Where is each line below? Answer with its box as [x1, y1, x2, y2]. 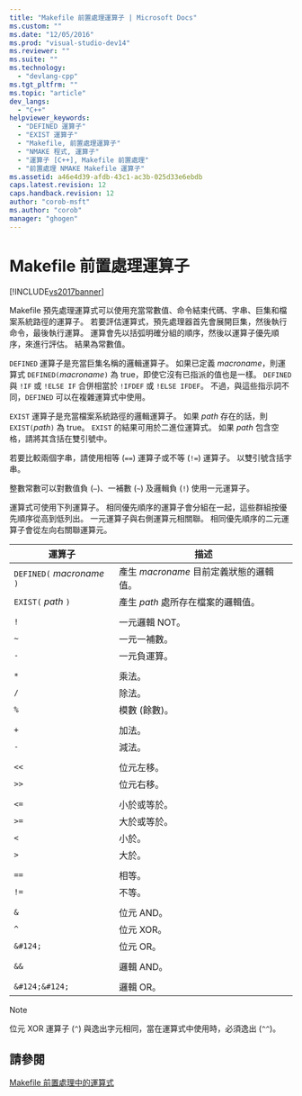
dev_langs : [9, 96, 50, 106]
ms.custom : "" [9, 22, 63, 31]
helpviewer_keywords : [9, 113, 91, 122]
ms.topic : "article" [9, 88, 87, 97]
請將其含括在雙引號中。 [24, 433, 112, 444]
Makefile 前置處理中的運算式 [9, 1077, 115, 1088]
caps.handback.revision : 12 [9, 189, 115, 198]
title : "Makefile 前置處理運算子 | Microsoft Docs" [9, 13, 198, 23]
